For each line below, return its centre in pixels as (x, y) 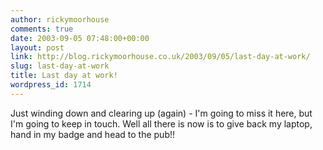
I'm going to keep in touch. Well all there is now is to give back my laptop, (161, 123)
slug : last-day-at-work (60, 66)
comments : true (42, 29)
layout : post (37, 47)
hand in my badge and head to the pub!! (93, 134)
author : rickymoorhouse (60, 19)
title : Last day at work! (64, 76)
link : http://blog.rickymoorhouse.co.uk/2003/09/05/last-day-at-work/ (160, 57)
